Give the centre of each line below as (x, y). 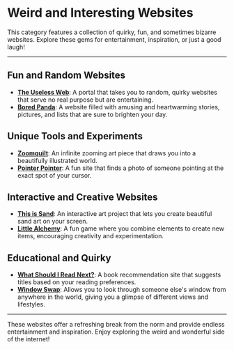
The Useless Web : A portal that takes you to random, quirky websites (117, 92)
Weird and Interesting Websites (100, 13)
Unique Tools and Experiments (75, 136)
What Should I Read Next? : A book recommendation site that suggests (119, 275)
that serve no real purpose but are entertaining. (85, 100)
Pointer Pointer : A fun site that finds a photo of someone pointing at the (120, 168)
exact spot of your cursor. (54, 175)
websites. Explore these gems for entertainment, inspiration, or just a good (114, 39)
